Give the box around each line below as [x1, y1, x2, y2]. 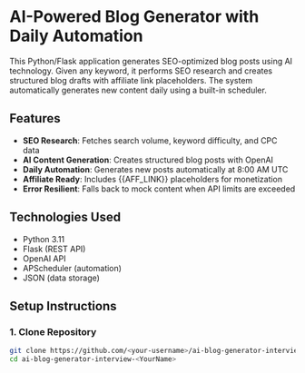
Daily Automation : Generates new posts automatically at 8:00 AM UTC [22, 163, 289, 174]
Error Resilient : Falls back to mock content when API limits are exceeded [22, 183, 296, 194]
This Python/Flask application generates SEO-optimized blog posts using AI [9, 55, 293, 66]
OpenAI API [22, 252, 66, 264]
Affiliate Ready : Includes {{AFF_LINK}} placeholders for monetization [22, 173, 283, 184]
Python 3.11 [22, 233, 65, 244]
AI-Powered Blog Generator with [9, 6, 260, 27]
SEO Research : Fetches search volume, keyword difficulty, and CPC [22, 134, 279, 146]
